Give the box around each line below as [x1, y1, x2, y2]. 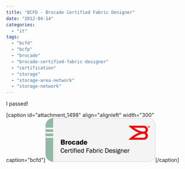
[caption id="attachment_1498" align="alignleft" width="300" [6, 112, 154, 119]
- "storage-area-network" [11, 77, 75, 83]
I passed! [6, 100, 28, 108]
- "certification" [11, 65, 57, 71]
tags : [6, 34, 19, 40]
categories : [6, 22, 35, 27]
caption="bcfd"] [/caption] [6, 157, 179, 164]
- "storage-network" [11, 84, 62, 89]
